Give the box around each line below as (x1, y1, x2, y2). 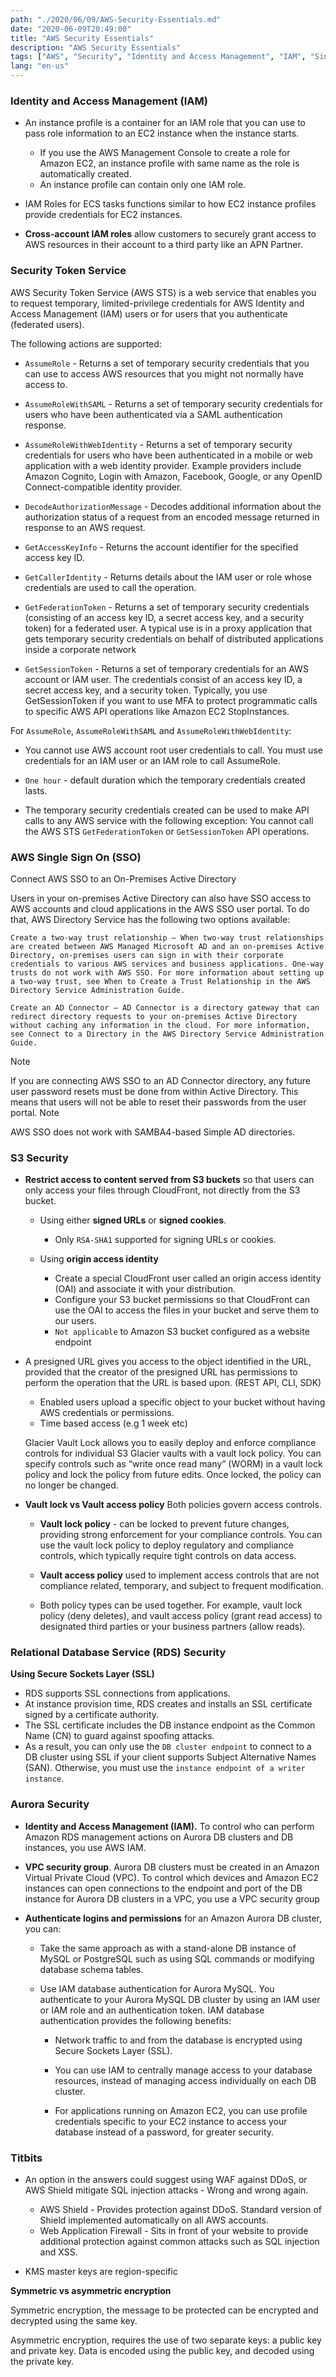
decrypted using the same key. (10, 2315, 138, 2327)
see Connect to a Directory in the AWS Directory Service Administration (10, 1029, 325, 1039)
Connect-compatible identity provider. (24, 481, 183, 493)
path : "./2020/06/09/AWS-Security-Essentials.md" (10, 14, 222, 25)
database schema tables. (39, 1963, 144, 1975)
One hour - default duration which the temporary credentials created (24, 774, 306, 786)
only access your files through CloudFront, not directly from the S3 (24, 1184, 301, 1196)
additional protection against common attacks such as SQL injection (39, 2236, 320, 2248)
